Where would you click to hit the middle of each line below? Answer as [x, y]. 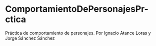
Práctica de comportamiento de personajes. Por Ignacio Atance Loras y [78, 33]
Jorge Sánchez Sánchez [30, 38]
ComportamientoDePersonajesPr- [77, 9]
